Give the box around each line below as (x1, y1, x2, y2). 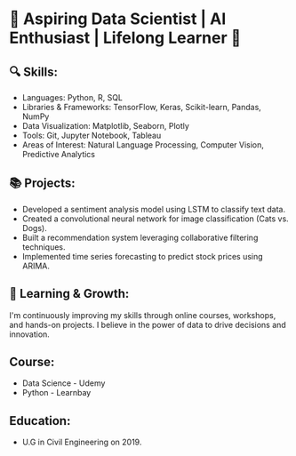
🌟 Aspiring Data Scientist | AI (9, 9, 227, 29)
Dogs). (21, 222, 47, 233)
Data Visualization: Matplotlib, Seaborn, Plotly (21, 121, 189, 131)
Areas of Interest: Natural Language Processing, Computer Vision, (21, 140, 265, 150)
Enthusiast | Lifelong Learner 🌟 (9, 28, 242, 48)
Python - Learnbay (21, 388, 92, 398)
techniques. (21, 241, 66, 252)
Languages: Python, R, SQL (21, 92, 123, 102)
